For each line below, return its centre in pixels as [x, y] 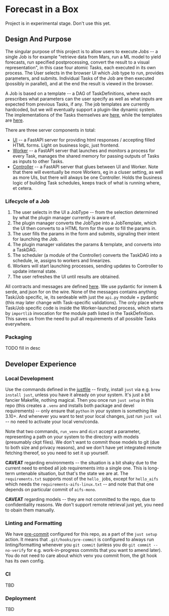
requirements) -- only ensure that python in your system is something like [81, 411]
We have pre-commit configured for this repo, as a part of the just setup [81, 534]
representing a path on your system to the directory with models [72, 437]
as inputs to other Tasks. [38, 161]
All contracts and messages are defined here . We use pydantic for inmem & [84, 287]
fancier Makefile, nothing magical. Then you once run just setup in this [79, 400]
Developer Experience [41, 364]
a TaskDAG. [24, 250]
